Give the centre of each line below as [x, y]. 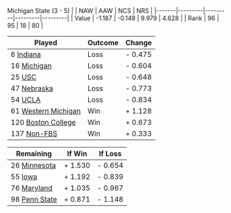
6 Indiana [26, 54]
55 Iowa [24, 176]
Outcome [103, 43]
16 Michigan [31, 66]
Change [139, 43]
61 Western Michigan [46, 111]
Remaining [34, 153]
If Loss [110, 153]
